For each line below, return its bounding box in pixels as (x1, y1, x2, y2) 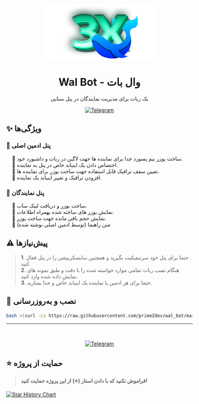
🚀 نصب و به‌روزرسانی (6, 296, 76, 306)
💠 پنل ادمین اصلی (6, 142, 51, 150)
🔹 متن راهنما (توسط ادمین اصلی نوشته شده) (11, 221, 111, 228)
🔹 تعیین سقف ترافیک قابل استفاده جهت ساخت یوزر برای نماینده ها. (11, 168, 160, 175)
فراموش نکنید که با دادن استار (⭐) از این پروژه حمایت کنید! (20, 377, 148, 384)
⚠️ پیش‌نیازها (6, 238, 48, 248)
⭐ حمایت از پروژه (6, 358, 63, 368)
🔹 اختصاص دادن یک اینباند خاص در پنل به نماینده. (11, 161, 118, 168)
